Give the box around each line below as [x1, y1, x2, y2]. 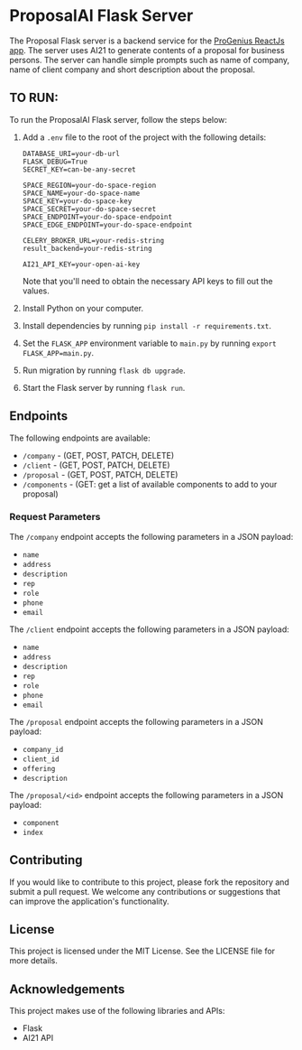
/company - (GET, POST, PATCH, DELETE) [22, 450, 175, 460]
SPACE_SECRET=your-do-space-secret [22, 204, 157, 213]
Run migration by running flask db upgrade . [22, 365, 187, 376]
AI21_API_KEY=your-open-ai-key [22, 259, 141, 269]
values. [22, 285, 50, 296]
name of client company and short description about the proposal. [9, 64, 255, 75]
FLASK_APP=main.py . [22, 347, 95, 358]
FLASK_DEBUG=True [22, 157, 88, 166]
